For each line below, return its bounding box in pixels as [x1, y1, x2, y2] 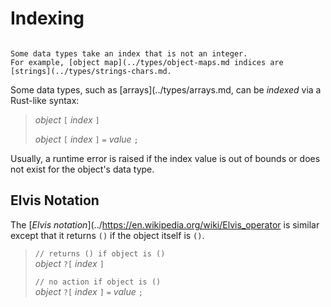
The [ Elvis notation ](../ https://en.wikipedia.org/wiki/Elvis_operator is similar [10, 218, 320, 231]
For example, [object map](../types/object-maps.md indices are [10, 57, 284, 67]
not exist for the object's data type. [10, 163, 155, 175]
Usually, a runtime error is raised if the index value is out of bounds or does [10, 152, 321, 164]
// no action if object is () [34, 277, 162, 287]
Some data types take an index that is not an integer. [10, 48, 248, 59]
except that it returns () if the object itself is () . [10, 229, 205, 241]
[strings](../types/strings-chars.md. [10, 66, 172, 76]
